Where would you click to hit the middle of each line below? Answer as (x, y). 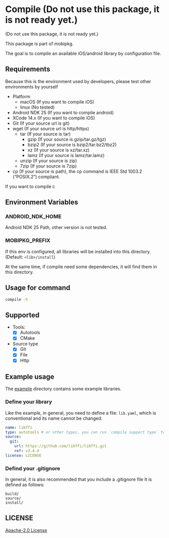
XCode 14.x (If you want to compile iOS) (54, 118)
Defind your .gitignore (33, 468)
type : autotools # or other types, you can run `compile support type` (82, 432)
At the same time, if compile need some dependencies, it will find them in (81, 266)
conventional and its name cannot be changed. (54, 418)
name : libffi (19, 427)
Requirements (28, 69)
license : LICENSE (23, 455)
